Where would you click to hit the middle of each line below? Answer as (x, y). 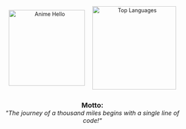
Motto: (92, 105)
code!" (92, 121)
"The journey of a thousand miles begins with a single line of (92, 113)
